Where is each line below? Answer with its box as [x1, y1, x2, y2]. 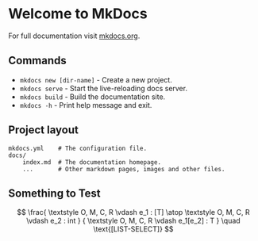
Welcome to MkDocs [8, 5, 148, 23]
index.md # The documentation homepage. [22, 158, 161, 166]
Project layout [8, 124, 79, 137]
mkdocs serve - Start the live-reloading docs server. [19, 83, 188, 93]
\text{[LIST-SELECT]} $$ [93, 224, 174, 234]
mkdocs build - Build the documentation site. [19, 92, 166, 101]
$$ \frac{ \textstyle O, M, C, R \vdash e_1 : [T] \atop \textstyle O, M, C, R [17, 208, 250, 217]
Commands [8, 54, 67, 67]
